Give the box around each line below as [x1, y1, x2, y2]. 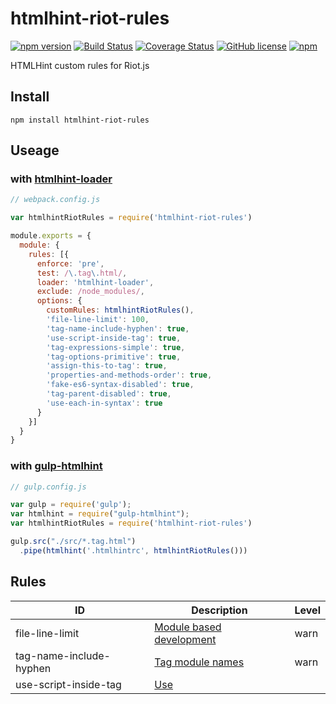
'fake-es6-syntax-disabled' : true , [46, 380, 195, 390]
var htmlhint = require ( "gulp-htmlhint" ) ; [10, 509, 190, 519]
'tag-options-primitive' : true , [46, 352, 182, 362]
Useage [10, 142, 60, 159]
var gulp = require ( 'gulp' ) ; [10, 500, 132, 510]
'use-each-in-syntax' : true [46, 398, 163, 408]
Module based [154, 620, 222, 634]
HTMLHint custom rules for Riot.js [10, 59, 150, 71]
